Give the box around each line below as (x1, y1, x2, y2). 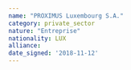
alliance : (8, 42, 42, 50)
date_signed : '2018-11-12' (8, 49, 99, 57)
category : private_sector (8, 19, 95, 27)
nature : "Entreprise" (8, 27, 81, 35)
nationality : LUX (8, 34, 67, 43)
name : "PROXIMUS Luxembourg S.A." (8, 11, 125, 20)
